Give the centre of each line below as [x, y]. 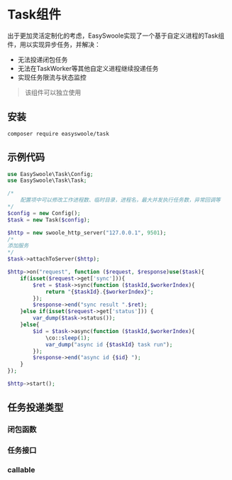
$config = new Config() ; [44, 213]
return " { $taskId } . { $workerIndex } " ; [99, 292]
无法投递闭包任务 [43, 59]
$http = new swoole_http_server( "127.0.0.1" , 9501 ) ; [87, 233]
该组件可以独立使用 [53, 92]
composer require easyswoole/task [59, 133]
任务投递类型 [35, 408]
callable [21, 470]
